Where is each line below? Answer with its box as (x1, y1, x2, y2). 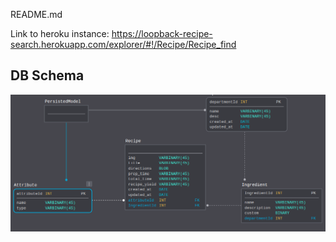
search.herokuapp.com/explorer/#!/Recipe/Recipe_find (10, 39, 237, 50)
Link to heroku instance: (10, 28, 110, 39)
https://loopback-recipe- (111, 28, 213, 39)
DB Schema (10, 67, 85, 84)
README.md (10, 9, 63, 20)
